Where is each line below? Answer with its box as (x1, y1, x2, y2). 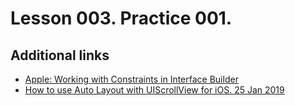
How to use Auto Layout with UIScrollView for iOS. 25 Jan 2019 (24, 84, 285, 96)
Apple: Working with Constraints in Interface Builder (24, 73, 239, 85)
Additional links (10, 47, 110, 64)
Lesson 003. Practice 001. (10, 7, 233, 30)
